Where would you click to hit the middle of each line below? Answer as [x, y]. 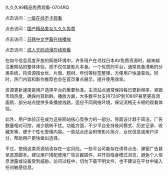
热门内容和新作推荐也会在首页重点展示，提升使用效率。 [71, 79]
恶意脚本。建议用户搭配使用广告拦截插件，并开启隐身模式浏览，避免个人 [84, 155]
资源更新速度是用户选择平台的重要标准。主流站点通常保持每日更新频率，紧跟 [84, 90]
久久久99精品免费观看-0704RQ [37, 7]
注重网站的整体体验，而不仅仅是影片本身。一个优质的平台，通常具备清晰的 [82, 67]
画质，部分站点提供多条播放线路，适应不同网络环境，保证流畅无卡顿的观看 [82, 102]
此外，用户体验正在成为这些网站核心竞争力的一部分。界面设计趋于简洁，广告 [84, 119]
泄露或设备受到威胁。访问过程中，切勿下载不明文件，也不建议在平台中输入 [86, 161]
